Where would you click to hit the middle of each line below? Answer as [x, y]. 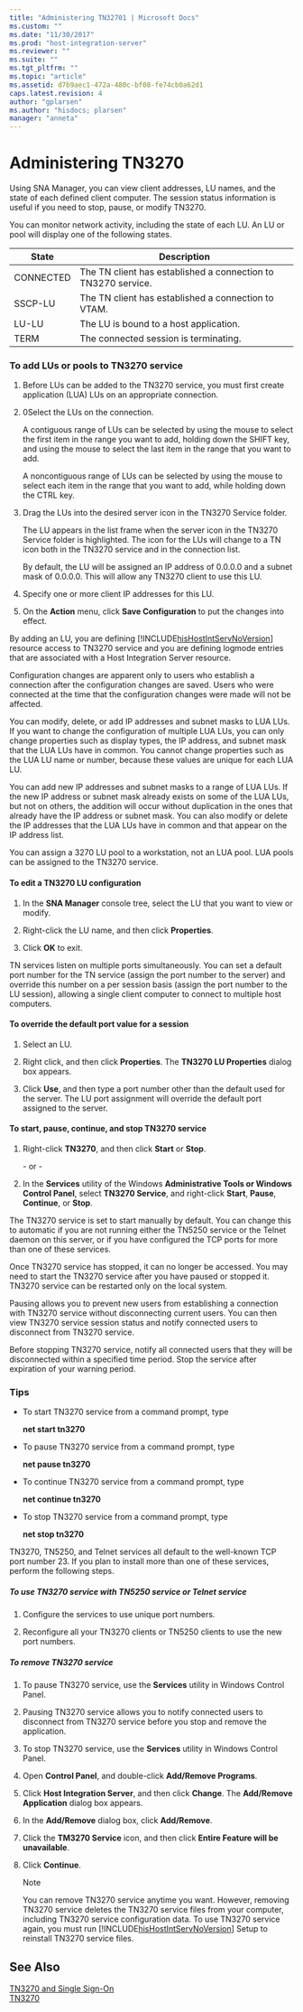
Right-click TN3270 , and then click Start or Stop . [114, 1149]
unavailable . [46, 1848]
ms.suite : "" [34, 60]
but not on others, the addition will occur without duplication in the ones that [151, 806]
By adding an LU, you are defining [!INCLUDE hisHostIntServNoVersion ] [141, 638]
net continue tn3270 [61, 1499]
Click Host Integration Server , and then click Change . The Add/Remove [157, 1793]
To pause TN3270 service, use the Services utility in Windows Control [153, 1685]
